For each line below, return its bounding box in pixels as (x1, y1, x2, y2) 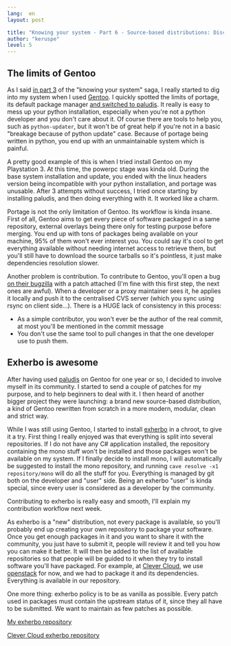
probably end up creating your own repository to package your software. (7, 525, 214, 533)
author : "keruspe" (7, 35, 60, 42)
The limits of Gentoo (7, 67, 96, 79)
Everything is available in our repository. (7, 576, 121, 585)
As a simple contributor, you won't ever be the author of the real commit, (16, 314, 223, 323)
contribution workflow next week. (7, 504, 102, 512)
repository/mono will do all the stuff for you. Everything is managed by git (7, 469, 214, 477)
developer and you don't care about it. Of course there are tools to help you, (7, 114, 223, 123)
